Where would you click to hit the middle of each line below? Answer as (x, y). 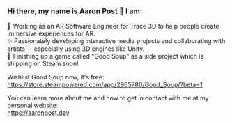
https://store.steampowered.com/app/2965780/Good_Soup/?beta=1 (105, 85)
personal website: (33, 106)
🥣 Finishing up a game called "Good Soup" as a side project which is (106, 56)
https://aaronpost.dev (38, 113)
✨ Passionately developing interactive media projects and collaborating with (116, 41)
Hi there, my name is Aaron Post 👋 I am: (75, 11)
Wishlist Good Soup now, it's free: (56, 77)
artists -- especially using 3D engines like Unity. (76, 49)
